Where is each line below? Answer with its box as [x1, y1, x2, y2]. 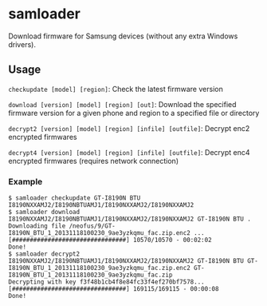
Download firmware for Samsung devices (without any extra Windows [8, 31, 238, 41]
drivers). [8, 39, 36, 49]
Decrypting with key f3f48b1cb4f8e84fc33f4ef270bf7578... [8, 278, 205, 286]
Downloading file [8, 222, 66, 230]
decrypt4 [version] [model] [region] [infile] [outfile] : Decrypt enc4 [8, 147, 250, 157]
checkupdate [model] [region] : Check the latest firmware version [8, 84, 223, 93]
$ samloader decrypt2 [8, 250, 80, 258]
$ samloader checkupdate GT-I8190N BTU [8, 194, 141, 202]
